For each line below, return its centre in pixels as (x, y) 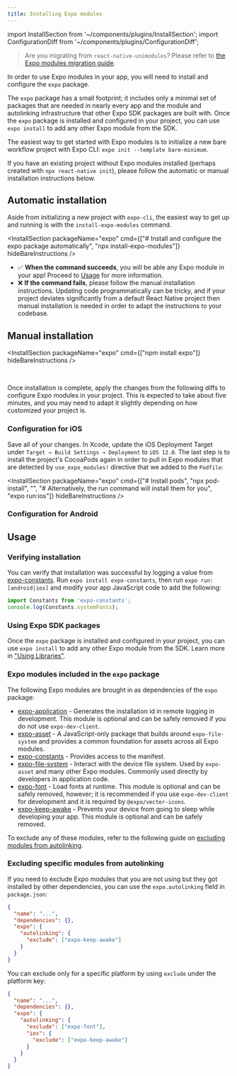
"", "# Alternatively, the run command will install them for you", (121, 488)
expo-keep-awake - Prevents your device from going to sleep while (116, 809)
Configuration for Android (53, 514)
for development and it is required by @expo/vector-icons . (102, 801)
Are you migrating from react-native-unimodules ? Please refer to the (125, 55)
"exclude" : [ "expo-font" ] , (66, 1027)
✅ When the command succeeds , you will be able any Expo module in (121, 267)
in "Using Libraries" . (36, 656)
